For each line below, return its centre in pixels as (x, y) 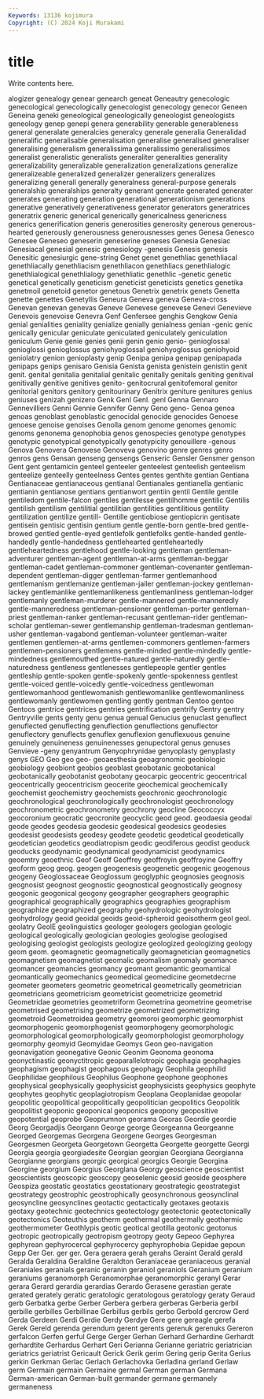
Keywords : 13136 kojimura (50, 15)
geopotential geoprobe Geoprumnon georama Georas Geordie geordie (123, 1120)
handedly (24, 542)
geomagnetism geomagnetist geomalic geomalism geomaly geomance (123, 960)
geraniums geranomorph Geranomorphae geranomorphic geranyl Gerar (125, 1278)
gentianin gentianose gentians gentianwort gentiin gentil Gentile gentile (123, 492)
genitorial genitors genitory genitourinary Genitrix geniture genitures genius (130, 391)
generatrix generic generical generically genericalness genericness (117, 216)
